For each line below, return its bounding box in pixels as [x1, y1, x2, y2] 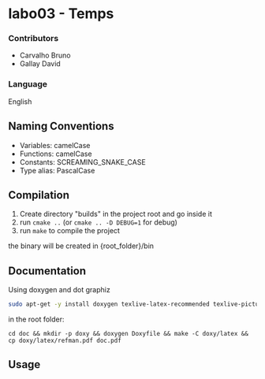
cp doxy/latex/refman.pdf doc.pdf [8, 336, 122, 345]
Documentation [8, 264, 87, 277]
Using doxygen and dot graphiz [8, 285, 110, 295]
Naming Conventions [8, 120, 114, 133]
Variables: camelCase [19, 140, 91, 150]
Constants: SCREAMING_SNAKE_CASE [19, 157, 146, 166]
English [8, 96, 32, 106]
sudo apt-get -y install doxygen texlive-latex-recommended [8, 300, 211, 308]
